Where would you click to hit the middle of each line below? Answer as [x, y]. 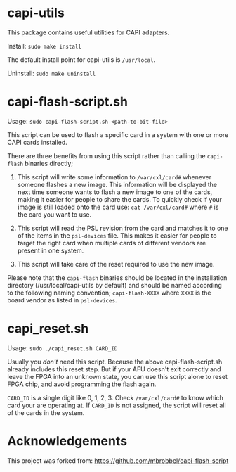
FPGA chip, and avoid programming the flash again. [82, 384]
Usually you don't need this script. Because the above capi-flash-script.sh [115, 362]
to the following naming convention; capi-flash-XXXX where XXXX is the [110, 293]
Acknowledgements [67, 441]
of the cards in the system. [46, 412]
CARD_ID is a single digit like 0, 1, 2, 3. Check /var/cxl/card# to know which [115, 397]
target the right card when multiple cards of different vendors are [112, 243]
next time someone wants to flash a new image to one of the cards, [115, 192]
